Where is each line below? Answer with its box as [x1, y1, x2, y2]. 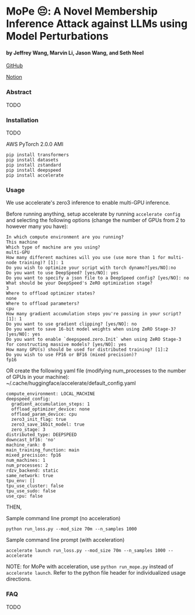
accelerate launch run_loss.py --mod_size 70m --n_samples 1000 [6, 548, 166, 554]
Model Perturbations [6, 30, 109, 43]
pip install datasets [6, 157, 59, 163]
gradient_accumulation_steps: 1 [11, 401, 90, 407]
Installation [6, 116, 39, 124]
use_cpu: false [6, 493, 43, 499]
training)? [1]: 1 [19, 260, 64, 266]
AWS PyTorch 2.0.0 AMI [6, 140, 64, 147]
